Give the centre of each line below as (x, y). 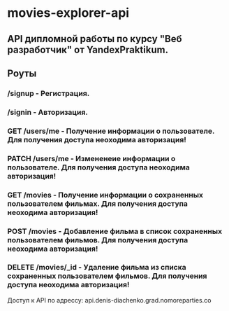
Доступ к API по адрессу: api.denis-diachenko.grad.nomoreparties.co (109, 300)
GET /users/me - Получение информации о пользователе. (111, 131)
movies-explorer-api (68, 13)
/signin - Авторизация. (48, 112)
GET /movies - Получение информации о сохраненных (105, 195)
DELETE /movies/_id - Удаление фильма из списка (97, 268)
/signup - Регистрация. (49, 93)
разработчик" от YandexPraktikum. (88, 49)
